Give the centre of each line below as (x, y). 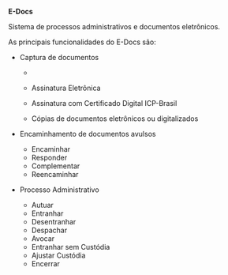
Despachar (49, 230)
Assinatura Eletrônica (66, 88)
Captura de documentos (59, 57)
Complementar (56, 166)
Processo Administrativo (60, 190)
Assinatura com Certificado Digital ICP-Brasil (104, 103)
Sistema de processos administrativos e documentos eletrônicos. (114, 26)
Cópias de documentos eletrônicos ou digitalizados (115, 119)
